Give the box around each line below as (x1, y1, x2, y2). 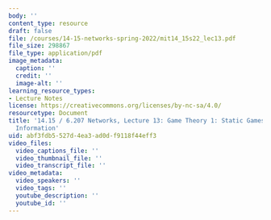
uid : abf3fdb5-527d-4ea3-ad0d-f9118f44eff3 (8, 131, 157, 139)
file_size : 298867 (8, 42, 70, 50)
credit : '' (15, 72, 52, 80)
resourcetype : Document (8, 110, 89, 118)
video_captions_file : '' (15, 147, 99, 155)
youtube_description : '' (15, 191, 99, 200)
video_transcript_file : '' (15, 162, 106, 170)
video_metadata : (8, 169, 63, 177)
